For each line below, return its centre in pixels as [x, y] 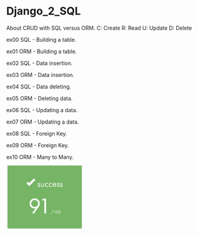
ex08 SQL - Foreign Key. [37, 133]
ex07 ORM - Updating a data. [43, 122]
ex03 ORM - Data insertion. [40, 74]
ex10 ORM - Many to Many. [40, 157]
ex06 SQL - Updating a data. [42, 110]
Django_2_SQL [44, 11]
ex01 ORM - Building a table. [42, 51]
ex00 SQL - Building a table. [41, 39]
